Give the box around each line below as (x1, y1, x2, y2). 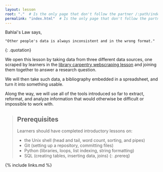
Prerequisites (16, 115, 59, 124)
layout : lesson (5, 7, 36, 12)
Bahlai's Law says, (5, 30, 42, 35)
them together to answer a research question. (5, 67, 97, 73)
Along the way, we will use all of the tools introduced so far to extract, (5, 91, 145, 97)
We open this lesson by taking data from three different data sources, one (5, 57, 153, 63)
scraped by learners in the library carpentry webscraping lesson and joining (5, 62, 157, 68)
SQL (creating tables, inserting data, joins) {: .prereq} (24, 153, 130, 159)
